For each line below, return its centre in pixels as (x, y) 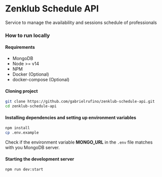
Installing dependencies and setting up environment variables (71, 117)
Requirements (20, 47)
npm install (17, 128)
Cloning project (22, 91)
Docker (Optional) (31, 74)
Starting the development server (40, 159)
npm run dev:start (24, 170)
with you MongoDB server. (32, 147)
